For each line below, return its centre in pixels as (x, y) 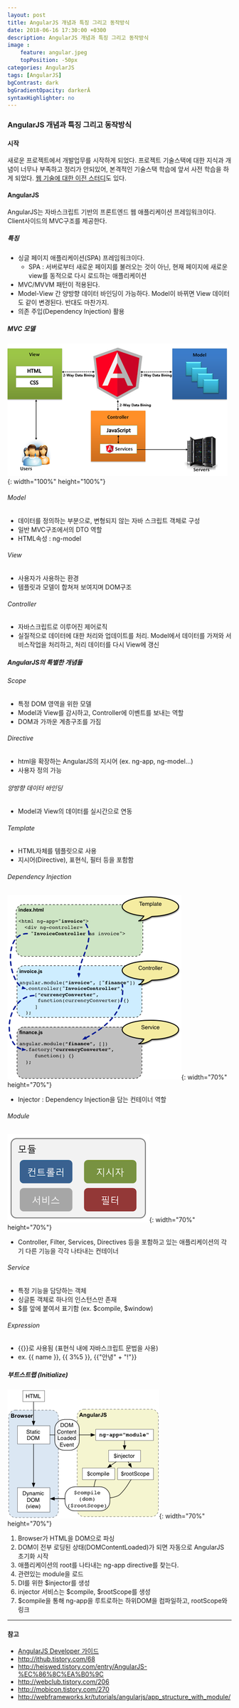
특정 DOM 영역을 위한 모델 (54, 704)
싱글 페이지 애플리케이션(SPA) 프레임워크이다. (81, 257)
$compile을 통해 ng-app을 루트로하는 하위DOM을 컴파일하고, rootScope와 (122, 1601)
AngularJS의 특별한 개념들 (45, 662)
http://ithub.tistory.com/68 (57, 1659)
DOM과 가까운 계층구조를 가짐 (59, 721)
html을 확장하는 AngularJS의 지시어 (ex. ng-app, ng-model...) (105, 761)
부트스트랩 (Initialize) (38, 1374)
